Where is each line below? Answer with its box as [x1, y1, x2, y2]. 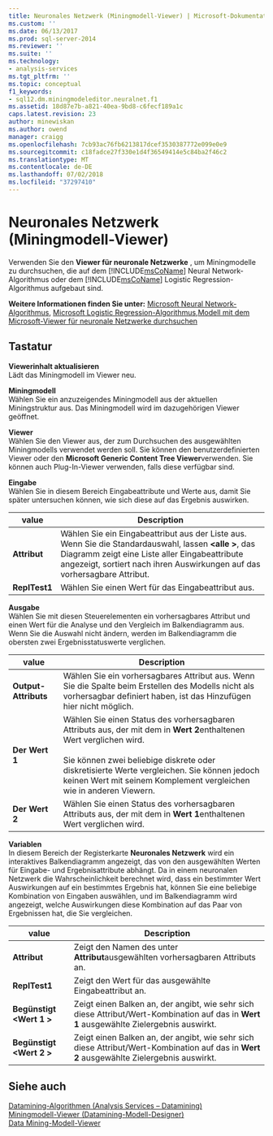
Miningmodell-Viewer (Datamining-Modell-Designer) [8, 1110, 184, 1120]
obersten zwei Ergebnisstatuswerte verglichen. [8, 637, 167, 647]
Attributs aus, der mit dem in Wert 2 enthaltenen [63, 724, 245, 735]
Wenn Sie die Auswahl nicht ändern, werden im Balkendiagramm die [8, 628, 237, 638]
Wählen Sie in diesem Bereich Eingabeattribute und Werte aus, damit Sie [8, 486, 251, 496]
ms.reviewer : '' [8, 42, 63, 50]
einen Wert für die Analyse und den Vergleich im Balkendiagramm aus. [8, 619, 245, 630]
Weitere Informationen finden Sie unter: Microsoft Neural [8, 298, 204, 309]
